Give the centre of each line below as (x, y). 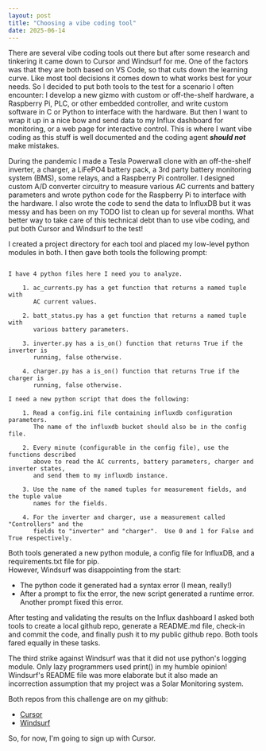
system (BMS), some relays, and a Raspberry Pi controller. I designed (121, 178)
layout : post (30, 15)
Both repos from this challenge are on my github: (88, 699)
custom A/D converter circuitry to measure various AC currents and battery (131, 187)
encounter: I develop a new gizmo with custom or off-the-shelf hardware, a (131, 95)
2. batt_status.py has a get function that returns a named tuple (135, 316)
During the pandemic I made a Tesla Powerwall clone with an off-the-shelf (130, 161)
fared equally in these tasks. (54, 643)
